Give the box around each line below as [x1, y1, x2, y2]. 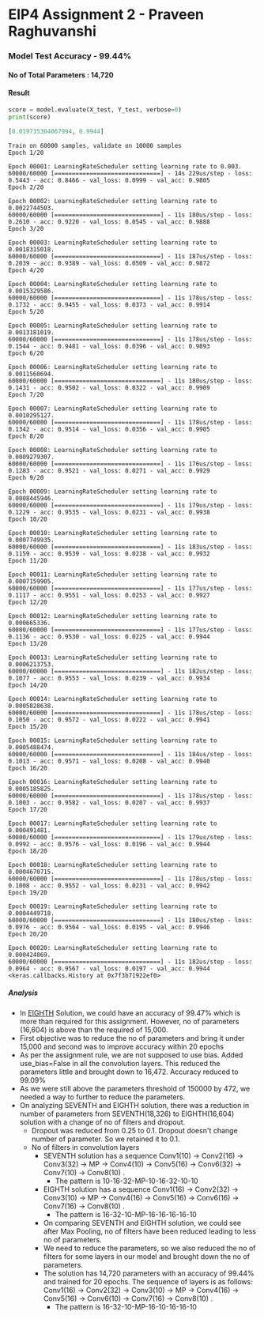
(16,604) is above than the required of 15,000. [19, 1025, 168, 1034]
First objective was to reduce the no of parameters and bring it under [19, 1033, 245, 1042]
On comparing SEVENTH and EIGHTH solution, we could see [43, 1218, 242, 1227]
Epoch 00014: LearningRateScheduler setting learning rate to [8, 695, 217, 703]
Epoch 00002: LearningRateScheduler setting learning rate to [8, 197, 217, 205]
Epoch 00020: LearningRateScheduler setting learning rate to [8, 944, 217, 952]
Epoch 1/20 [8, 149, 44, 156]
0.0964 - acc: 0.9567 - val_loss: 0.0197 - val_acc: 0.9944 [8, 964, 211, 973]
